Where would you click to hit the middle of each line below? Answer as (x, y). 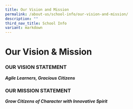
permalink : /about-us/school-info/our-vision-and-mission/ (67, 14)
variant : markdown (24, 28)
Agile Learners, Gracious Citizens (40, 78)
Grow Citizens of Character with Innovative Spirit (56, 101)
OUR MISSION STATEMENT (38, 90)
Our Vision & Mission (49, 52)
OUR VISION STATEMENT (36, 67)
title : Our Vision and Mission (37, 10)
